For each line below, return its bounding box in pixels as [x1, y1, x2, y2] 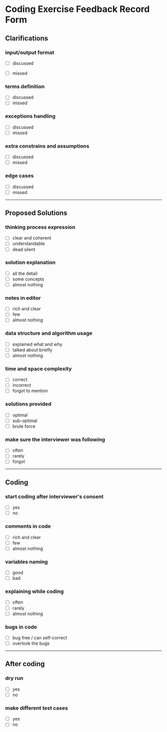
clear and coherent [12, 235, 52, 241]
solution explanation [5, 259, 56, 266]
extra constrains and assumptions [5, 142, 89, 149]
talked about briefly [12, 347, 53, 353]
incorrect [12, 382, 31, 388]
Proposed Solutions [5, 209, 68, 218]
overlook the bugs [12, 640, 50, 647]
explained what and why [12, 341, 63, 347]
